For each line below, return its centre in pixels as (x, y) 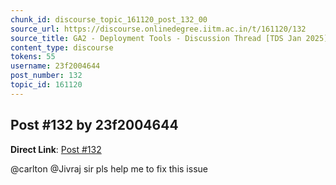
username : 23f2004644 (55, 66)
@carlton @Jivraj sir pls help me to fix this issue (109, 168)
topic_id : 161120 (46, 85)
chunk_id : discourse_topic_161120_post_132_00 (109, 19)
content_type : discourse (62, 47)
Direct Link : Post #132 (56, 149)
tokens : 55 (33, 57)
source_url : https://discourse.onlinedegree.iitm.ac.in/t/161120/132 (158, 29)
